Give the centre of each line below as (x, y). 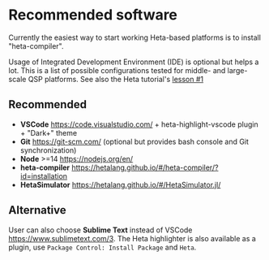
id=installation (43, 175)
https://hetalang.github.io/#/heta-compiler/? (145, 167)
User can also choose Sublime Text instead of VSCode (100, 230)
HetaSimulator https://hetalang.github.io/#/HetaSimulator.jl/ (120, 184)
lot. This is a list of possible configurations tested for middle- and (117, 70)
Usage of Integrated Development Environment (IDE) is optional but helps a (134, 62)
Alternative (37, 210)
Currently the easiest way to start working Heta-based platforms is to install (135, 37)
